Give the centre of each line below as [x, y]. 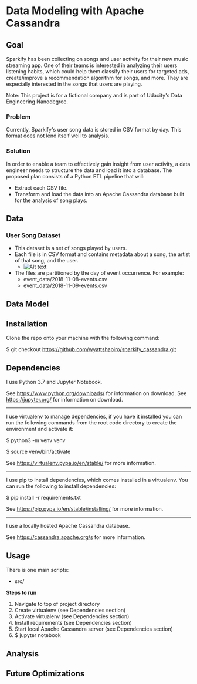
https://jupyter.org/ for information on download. [64, 400]
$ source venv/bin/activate [38, 452]
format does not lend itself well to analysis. [58, 136]
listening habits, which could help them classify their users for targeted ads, [98, 71]
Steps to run [21, 593]
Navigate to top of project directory [57, 604]
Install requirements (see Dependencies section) [73, 623]
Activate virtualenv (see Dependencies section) [72, 616]
